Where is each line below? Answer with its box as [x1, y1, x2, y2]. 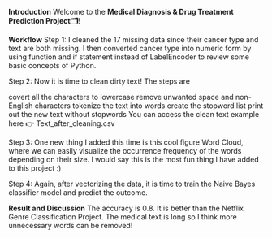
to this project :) [8, 163, 62, 173]
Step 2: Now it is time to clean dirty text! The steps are [8, 76, 191, 86]
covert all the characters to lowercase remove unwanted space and [8, 93, 234, 102]
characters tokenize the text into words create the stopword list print [34, 101, 264, 110]
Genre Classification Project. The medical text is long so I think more [8, 212, 237, 222]
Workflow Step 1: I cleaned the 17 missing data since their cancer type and [8, 35, 259, 44]
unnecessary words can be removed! [8, 221, 133, 230]
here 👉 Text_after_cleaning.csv [8, 119, 115, 128]
